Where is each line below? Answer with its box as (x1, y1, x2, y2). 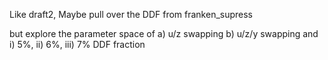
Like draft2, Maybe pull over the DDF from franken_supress (9, 9, 254, 20)
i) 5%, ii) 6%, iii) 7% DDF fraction (9, 39, 146, 50)
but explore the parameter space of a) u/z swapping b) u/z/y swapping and (9, 28, 319, 39)
